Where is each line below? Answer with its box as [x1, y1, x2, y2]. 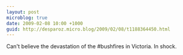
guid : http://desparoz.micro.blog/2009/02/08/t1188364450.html [6, 26, 171, 32]
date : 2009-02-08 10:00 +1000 [6, 20, 84, 26]
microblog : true [6, 15, 48, 21]
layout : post [6, 9, 40, 15]
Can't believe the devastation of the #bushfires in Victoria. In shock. [6, 43, 177, 50]
